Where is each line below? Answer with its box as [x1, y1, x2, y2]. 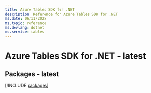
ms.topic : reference [5, 20, 47, 26]
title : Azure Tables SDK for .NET [5, 7, 75, 12]
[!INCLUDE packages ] [5, 83, 49, 88]
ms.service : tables [5, 30, 45, 34]
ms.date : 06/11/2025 [5, 16, 47, 21]
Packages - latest [5, 70, 59, 78]
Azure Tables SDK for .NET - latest [5, 50, 146, 62]
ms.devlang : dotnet [5, 25, 45, 30]
